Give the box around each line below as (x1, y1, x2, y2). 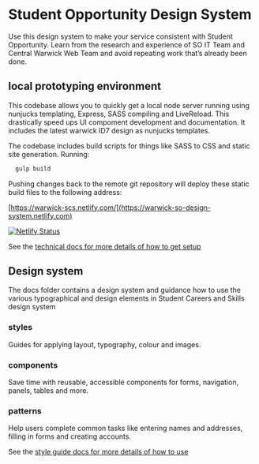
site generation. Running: (8, 149, 90, 159)
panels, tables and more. (8, 386, 89, 395)
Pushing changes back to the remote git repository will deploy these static (8, 179, 250, 189)
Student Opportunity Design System (8, 6, 252, 24)
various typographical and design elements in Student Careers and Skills (8, 294, 245, 303)
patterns (8, 405, 42, 416)
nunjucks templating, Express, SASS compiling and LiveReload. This (8, 109, 230, 118)
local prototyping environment (8, 80, 162, 93)
